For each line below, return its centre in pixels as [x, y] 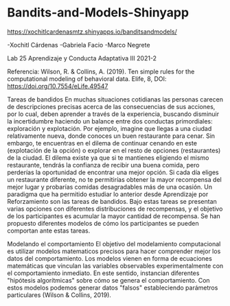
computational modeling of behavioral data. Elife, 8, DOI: [87, 79]
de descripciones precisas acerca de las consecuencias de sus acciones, [111, 106]
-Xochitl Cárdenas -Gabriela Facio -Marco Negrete [79, 45]
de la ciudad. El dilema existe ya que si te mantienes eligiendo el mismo [108, 157]
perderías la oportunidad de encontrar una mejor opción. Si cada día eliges [113, 172]
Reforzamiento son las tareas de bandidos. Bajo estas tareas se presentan [112, 201]
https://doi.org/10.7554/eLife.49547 [58, 86]
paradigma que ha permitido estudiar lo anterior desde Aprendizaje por [108, 194]
